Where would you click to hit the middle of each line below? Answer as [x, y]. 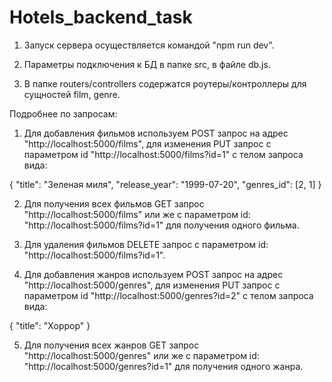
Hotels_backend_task [101, 17]
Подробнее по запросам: [63, 113]
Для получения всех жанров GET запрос [111, 345]
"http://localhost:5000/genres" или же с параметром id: [141, 355]
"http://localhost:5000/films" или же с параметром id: [137, 214]
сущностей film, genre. [72, 94]
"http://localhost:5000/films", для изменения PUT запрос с [147, 143]
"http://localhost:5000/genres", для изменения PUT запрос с [152, 285]
